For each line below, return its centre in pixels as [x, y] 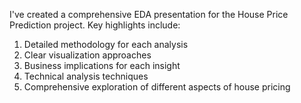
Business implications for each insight [102, 65]
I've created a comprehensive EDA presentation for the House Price [149, 14]
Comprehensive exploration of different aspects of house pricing [157, 87]
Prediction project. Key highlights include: [95, 25]
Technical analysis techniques [86, 76]
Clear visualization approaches [87, 55]
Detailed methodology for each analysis [106, 44]
